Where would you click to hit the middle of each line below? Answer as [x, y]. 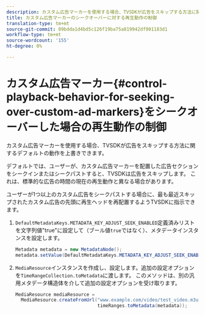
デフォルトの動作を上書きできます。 [62, 153]
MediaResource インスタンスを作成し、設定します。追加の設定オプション [105, 267]
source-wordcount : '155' [38, 40]
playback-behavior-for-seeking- [91, 97]
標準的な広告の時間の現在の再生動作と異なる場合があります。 [99, 181]
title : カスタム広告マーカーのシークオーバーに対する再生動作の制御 [82, 18]
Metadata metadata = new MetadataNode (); [69, 249]
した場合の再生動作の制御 [102, 128]
